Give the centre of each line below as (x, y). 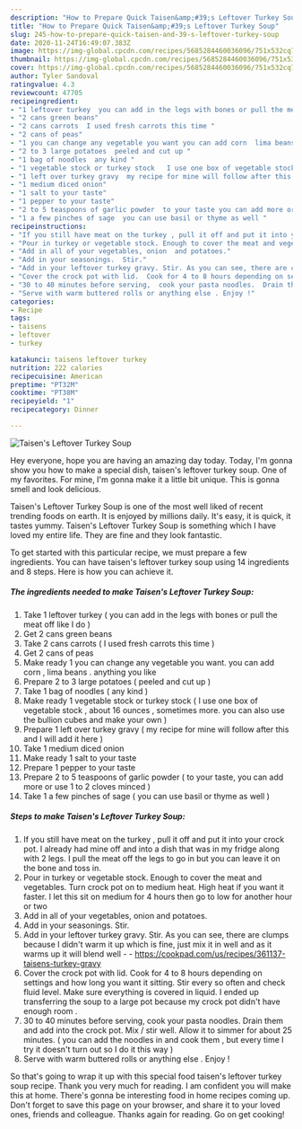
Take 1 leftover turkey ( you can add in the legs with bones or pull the (150, 614)
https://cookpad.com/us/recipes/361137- (210, 954)
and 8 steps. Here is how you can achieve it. (92, 571)
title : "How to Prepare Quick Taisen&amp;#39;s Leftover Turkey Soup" (145, 26)
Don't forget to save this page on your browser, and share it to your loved (145, 1105)
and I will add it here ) (63, 738)
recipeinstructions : (49, 226)
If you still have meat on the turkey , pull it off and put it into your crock (154, 839)
